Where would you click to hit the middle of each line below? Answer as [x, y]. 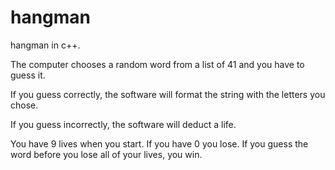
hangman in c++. [45, 45]
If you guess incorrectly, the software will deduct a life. [123, 124]
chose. [24, 105]
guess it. [28, 75]
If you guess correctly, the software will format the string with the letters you [168, 94]
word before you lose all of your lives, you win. [106, 154]
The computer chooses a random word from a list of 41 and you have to [157, 64]
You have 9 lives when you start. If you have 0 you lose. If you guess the [159, 143]
